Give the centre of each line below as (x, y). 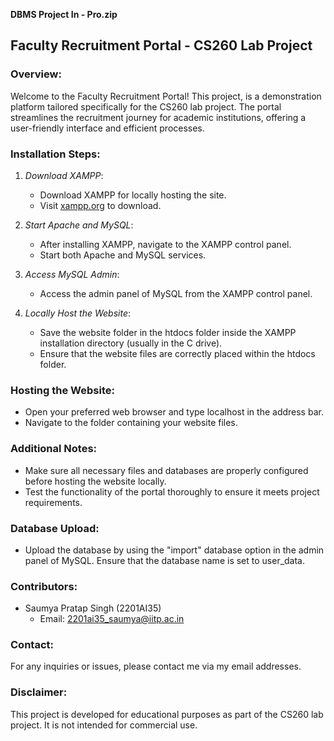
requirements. (53, 502)
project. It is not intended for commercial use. (104, 725)
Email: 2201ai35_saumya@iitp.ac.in (112, 619)
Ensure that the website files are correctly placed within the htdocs (177, 353)
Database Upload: (55, 528)
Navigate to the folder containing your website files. (131, 423)
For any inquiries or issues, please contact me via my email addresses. (156, 666)
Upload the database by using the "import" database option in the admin (174, 550)
